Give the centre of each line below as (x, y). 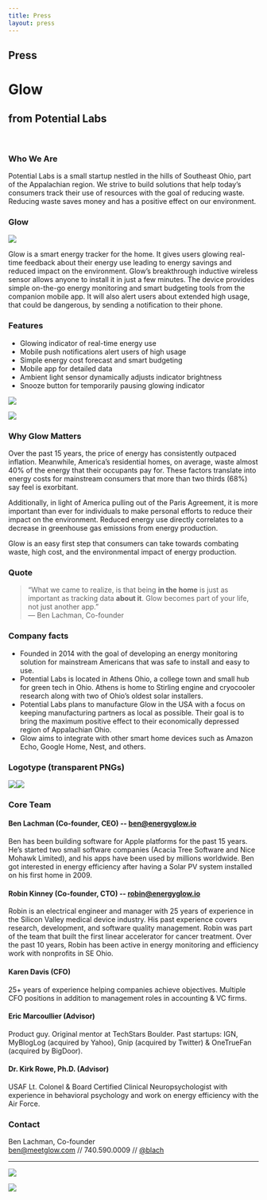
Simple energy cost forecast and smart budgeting (101, 360)
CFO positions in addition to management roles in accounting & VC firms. (128, 998)
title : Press (30, 16)
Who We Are (33, 159)
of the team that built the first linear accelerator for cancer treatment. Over (130, 936)
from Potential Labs (58, 119)
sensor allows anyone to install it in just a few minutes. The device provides (132, 280)
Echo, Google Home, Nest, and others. (83, 747)
